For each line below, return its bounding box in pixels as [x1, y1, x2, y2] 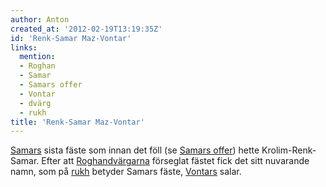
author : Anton [10, 14, 70, 25]
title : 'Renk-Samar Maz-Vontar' [10, 117, 145, 127]
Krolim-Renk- [261, 144, 317, 156]
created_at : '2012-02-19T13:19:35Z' [10, 24, 163, 34]
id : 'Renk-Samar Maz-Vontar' [10, 33, 132, 43]
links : [10, 42, 38, 53]
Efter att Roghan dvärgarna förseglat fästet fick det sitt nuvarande [41, 155, 310, 167]
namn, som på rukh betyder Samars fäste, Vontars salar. [10, 166, 242, 178]
